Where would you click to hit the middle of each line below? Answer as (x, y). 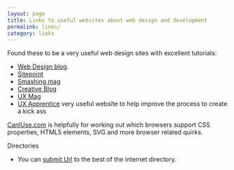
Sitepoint (30, 74)
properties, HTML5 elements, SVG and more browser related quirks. (105, 132)
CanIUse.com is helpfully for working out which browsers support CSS (109, 125)
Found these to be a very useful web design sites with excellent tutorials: (112, 53)
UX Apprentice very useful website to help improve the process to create (122, 104)
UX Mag (29, 97)
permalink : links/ (34, 27)
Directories (23, 146)
